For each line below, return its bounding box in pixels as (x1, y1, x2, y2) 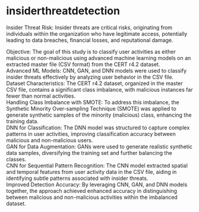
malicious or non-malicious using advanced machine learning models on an (6, 54, 191, 61)
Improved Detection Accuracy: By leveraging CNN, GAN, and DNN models (6, 180, 188, 188)
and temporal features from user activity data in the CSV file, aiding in (6, 168, 177, 175)
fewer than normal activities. (6, 92, 76, 99)
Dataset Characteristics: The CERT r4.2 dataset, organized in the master (6, 79, 183, 87)
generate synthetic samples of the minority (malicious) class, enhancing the (6, 111, 192, 119)
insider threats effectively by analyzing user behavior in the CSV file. (6, 73, 174, 80)
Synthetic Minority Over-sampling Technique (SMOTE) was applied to (6, 105, 176, 112)
